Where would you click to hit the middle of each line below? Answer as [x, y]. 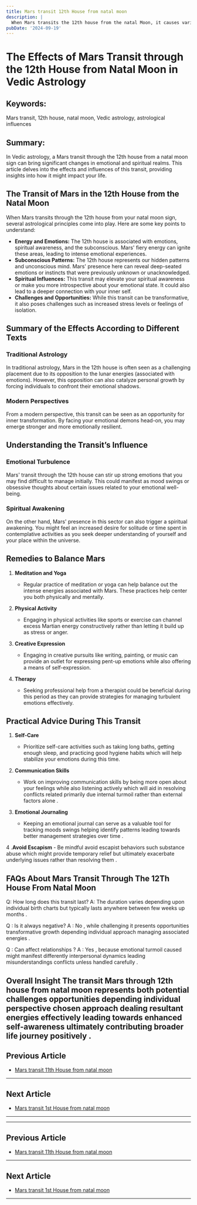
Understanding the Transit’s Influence [77, 445]
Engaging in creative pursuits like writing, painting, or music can [101, 655]
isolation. [26, 310]
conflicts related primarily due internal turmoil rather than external [103, 794]
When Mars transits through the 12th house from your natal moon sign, [91, 217]
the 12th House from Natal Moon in [92, 70]
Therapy [25, 679]
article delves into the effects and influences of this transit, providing [89, 169]
